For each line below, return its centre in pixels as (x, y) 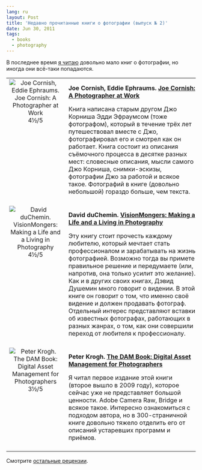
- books (21, 40)
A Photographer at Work (104, 95)
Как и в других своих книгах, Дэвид (121, 281)
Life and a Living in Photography (116, 222)
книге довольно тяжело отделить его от (127, 423)
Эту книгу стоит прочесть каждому (120, 236)
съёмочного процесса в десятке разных (128, 154)
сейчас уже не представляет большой (125, 393)
